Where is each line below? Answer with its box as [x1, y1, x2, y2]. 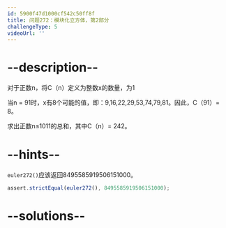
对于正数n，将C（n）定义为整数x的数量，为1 [7, 84, 135, 92]
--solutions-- [7, 208, 86, 224]
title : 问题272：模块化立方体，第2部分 [7, 17, 110, 24]
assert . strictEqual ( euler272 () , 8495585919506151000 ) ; [7, 185, 170, 192]
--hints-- [7, 147, 61, 162]
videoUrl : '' [7, 29, 45, 37]
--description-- [7, 60, 99, 75]
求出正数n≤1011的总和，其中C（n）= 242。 [7, 122, 131, 130]
